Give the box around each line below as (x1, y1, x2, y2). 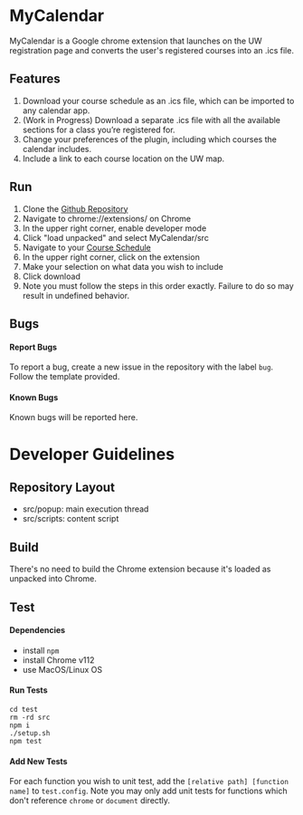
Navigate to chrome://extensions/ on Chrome (22, 213, 192, 224)
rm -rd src (9, 713, 51, 722)
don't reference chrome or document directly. (9, 795, 170, 806)
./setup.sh (9, 728, 51, 738)
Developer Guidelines (9, 444, 175, 465)
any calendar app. (22, 105, 90, 116)
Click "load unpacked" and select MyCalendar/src (22, 232, 210, 243)
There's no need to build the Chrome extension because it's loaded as (9, 563, 271, 575)
